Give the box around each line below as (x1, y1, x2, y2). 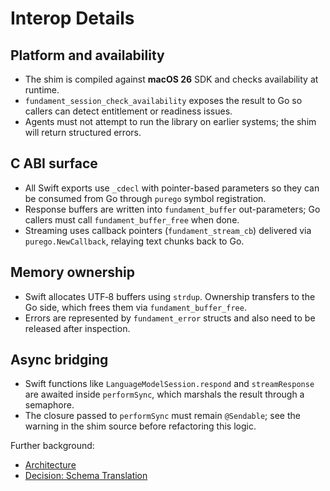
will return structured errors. (24, 127, 142, 138)
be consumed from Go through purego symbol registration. (24, 192, 267, 204)
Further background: (10, 440, 95, 452)
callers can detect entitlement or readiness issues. (24, 105, 233, 117)
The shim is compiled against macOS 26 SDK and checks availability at (24, 73, 319, 85)
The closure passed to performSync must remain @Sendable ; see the (24, 410, 301, 422)
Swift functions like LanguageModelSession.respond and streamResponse (24, 378, 315, 390)
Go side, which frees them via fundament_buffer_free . (24, 301, 247, 313)
